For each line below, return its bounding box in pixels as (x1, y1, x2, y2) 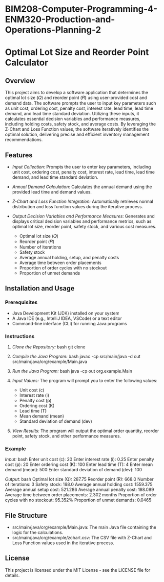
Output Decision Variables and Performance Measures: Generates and (12, 213, 155, 219)
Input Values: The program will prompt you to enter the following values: (12, 377, 158, 383)
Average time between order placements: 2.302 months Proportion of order (5, 492, 157, 498)
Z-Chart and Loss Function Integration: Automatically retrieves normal (12, 198, 154, 204)
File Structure (5, 511, 47, 520)
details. (5, 572, 20, 578)
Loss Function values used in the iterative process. (12, 540, 115, 546)
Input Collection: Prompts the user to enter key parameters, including (12, 164, 151, 170)
